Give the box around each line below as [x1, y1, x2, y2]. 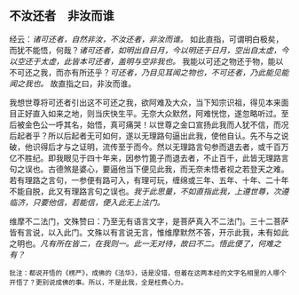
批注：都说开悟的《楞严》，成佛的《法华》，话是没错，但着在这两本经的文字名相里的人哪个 [9, 268, 287, 277]
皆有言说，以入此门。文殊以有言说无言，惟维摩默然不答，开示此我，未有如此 [9, 227, 289, 237]
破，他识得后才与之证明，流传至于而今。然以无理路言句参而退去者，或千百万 [9, 141, 289, 152]
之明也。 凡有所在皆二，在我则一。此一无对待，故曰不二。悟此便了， [9, 238, 258, 249]
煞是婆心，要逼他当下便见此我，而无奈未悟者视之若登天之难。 [63, 163, 289, 174]
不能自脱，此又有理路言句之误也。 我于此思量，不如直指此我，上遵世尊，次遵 [9, 186, 289, 196]
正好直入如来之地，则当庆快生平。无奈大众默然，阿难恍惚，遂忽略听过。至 [16, 108, 289, 118]
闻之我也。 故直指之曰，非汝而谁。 [9, 78, 136, 89]
